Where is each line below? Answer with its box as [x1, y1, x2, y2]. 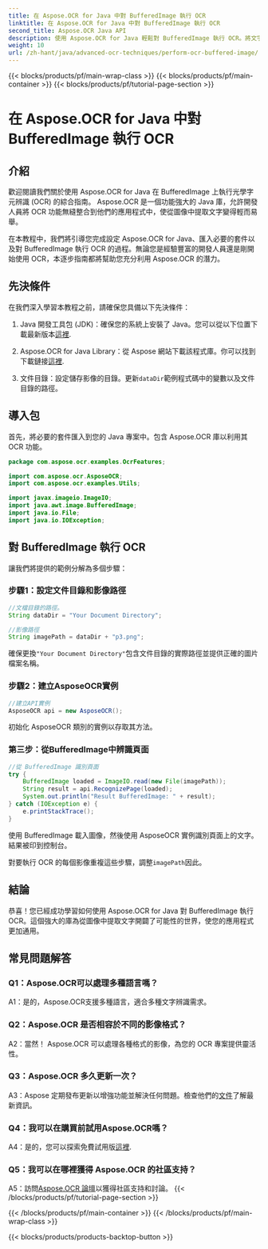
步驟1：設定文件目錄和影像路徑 [8, 585, 127, 596]
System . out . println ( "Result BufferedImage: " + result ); [22, 793, 216, 801]
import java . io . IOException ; [8, 516, 105, 524]
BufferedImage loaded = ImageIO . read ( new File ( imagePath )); [22, 778, 227, 786]
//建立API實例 [8, 699, 50, 707]
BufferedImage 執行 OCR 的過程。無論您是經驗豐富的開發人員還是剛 [23, 244, 248, 253]
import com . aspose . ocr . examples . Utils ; [8, 479, 141, 488]
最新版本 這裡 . [26, 329, 72, 338]
